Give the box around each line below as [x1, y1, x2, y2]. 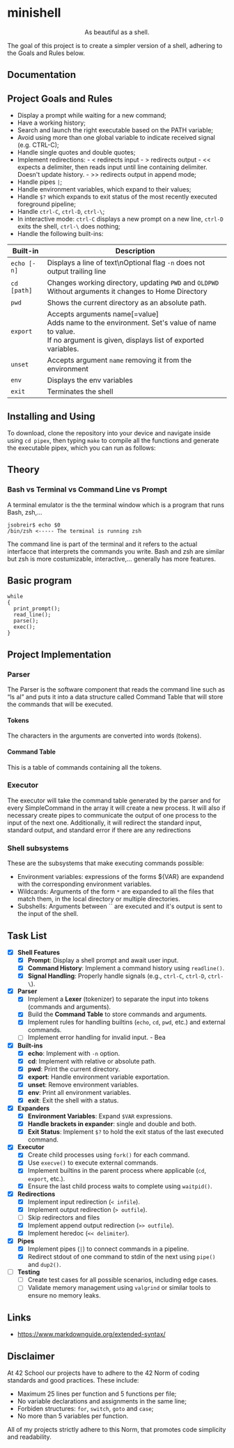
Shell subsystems [7, 843, 69, 853]
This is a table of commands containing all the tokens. [7, 763, 162, 771]
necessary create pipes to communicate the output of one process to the [7, 811, 217, 819]
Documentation [7, 69, 77, 81]
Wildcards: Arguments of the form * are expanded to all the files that [17, 887, 214, 896]
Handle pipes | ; [17, 178, 63, 186]
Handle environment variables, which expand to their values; [17, 185, 192, 194]
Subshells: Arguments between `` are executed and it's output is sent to [17, 902, 223, 910]
